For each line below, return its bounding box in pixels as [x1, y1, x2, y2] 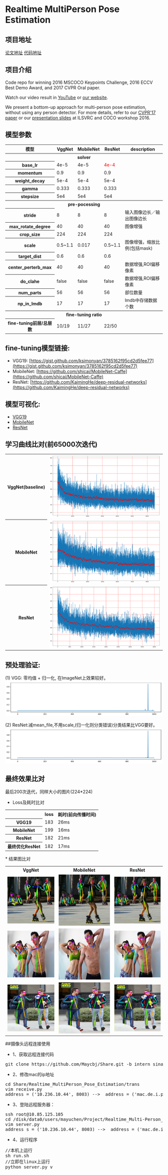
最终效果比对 [5, 774, 45, 783]
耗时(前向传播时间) [57, 811, 96, 817]
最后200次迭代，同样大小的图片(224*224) [5, 789, 93, 795]
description [130, 146, 155, 152]
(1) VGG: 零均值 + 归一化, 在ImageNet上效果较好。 [5, 675, 108, 681]
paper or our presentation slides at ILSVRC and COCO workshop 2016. [5, 114, 150, 121]
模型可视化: [5, 400, 41, 409]
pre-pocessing [67, 202, 100, 208]
